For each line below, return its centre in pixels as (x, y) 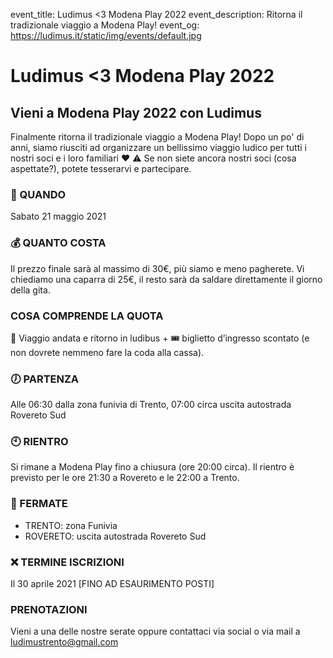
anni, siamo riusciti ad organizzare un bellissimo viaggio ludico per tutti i (158, 147)
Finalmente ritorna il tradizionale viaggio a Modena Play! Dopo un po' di (157, 137)
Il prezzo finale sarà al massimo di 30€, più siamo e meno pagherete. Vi (157, 268)
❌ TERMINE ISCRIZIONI (67, 562)
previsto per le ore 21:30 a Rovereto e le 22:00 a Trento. (125, 478)
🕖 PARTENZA (45, 379)
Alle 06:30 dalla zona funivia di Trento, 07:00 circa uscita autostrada (151, 405)
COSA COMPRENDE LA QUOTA (87, 316)
